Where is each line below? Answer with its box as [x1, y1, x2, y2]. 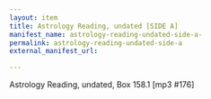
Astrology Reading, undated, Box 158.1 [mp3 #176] [9, 79, 195, 90]
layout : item [9, 13, 58, 22]
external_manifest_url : [9, 47, 99, 56]
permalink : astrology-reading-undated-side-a [9, 38, 182, 48]
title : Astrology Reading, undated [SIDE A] [9, 22, 179, 31]
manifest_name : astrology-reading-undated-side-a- [9, 30, 203, 39]
